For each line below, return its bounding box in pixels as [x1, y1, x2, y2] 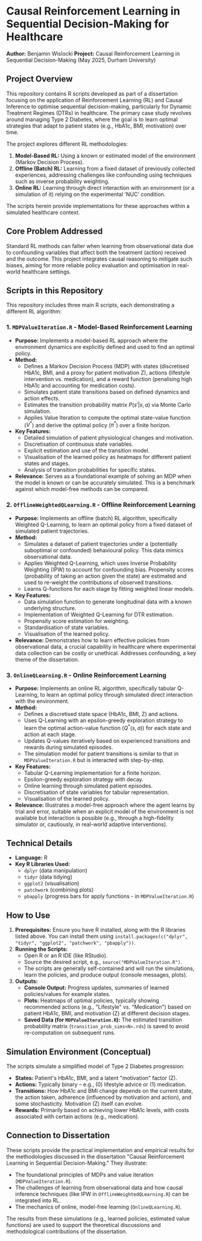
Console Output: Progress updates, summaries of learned [24, 984, 169, 991]
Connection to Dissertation [6, 1130, 110, 1141]
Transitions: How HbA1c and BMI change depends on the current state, [14, 1087, 194, 1095]
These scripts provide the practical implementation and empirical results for [6, 1146, 195, 1153]
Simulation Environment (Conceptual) [6, 1046, 151, 1057]
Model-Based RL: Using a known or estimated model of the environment [14, 152, 196, 159]
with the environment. [14, 697, 69, 705]
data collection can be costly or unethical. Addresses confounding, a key [14, 649, 197, 657]
